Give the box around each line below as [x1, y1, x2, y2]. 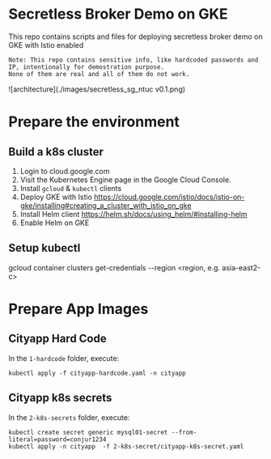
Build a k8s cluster [8, 145, 104, 159]
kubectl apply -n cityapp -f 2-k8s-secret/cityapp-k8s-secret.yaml [8, 442, 244, 450]
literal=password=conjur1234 [8, 435, 107, 444]
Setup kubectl [8, 241, 81, 255]
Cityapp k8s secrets [8, 391, 112, 405]
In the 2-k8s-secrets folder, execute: [8, 412, 130, 422]
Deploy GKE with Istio [19, 192, 93, 202]
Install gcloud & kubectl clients [19, 183, 122, 193]
